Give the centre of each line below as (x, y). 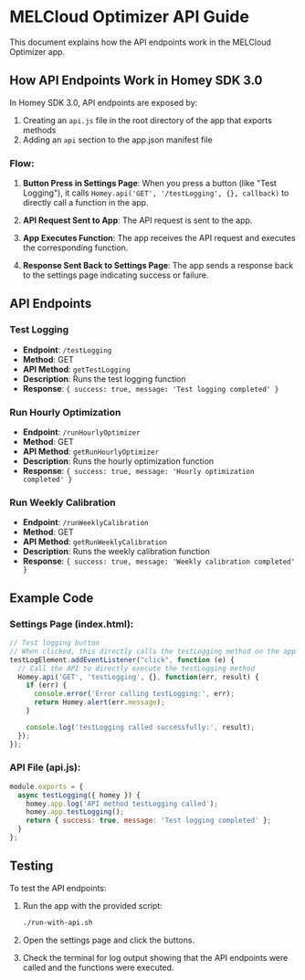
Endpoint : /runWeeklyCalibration (85, 522)
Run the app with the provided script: (92, 905)
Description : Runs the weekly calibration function (116, 552)
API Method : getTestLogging (76, 369)
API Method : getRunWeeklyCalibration (95, 542)
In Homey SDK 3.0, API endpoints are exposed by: (104, 102)
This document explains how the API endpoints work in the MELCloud (140, 42)
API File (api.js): (45, 767)
